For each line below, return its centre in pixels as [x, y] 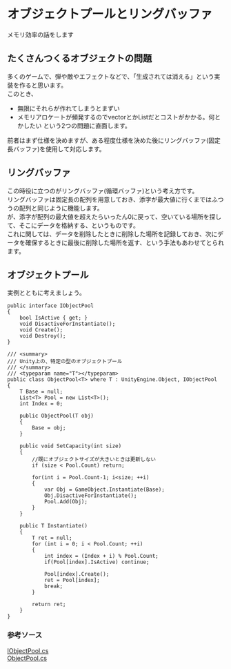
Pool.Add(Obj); [66, 502]
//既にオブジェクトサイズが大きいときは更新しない [94, 460]
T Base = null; [41, 392]
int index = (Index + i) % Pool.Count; [101, 556]
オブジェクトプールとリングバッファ [110, 14]
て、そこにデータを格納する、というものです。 [73, 225]
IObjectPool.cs [28, 650]
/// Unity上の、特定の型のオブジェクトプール [65, 362]
